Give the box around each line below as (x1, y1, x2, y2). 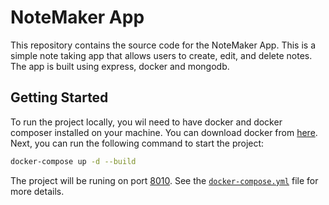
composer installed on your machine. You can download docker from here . (10, 126, 318, 138)
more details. (10, 185, 65, 197)
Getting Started (10, 89, 109, 106)
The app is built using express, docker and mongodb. (10, 60, 230, 72)
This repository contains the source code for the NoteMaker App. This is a (10, 39, 317, 51)
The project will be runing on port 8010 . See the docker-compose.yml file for (10, 174, 319, 186)
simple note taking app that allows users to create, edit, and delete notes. (10, 49, 313, 61)
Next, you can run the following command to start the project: (10, 137, 265, 149)
